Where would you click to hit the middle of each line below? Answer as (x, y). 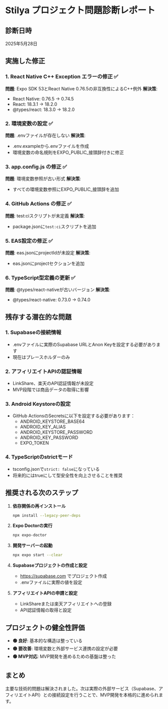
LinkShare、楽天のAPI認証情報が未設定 (53, 384)
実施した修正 (25, 61)
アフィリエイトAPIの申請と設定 (45, 593)
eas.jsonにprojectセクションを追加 (48, 263)
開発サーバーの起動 (33, 546)
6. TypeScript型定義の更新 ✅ (40, 278)
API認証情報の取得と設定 (46, 610)
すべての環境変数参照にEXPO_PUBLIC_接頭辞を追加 (66, 189)
